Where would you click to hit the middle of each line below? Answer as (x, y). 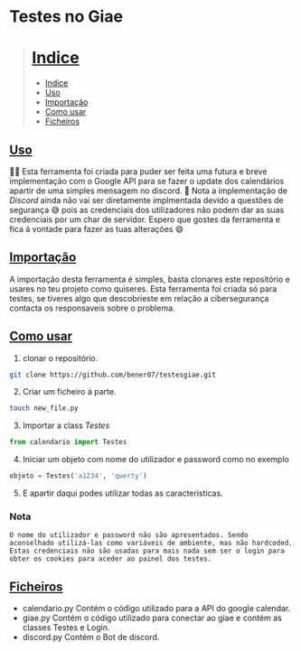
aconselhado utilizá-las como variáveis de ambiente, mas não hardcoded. (151, 544)
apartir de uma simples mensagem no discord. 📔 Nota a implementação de (148, 191)
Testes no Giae (66, 17)
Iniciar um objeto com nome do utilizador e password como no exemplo (155, 460)
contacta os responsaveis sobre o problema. (92, 308)
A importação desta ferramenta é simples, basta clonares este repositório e (150, 279)
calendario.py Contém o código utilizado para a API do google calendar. (156, 609)
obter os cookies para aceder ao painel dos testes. (111, 559)
